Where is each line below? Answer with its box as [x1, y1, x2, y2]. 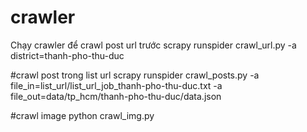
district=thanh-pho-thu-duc [10, 49, 125, 61]
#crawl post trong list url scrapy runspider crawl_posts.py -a [10, 69, 260, 81]
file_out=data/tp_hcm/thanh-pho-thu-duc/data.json [10, 90, 222, 102]
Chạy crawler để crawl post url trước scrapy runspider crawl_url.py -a [10, 39, 297, 51]
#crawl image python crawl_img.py [10, 109, 155, 121]
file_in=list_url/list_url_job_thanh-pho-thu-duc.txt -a [10, 79, 223, 91]
